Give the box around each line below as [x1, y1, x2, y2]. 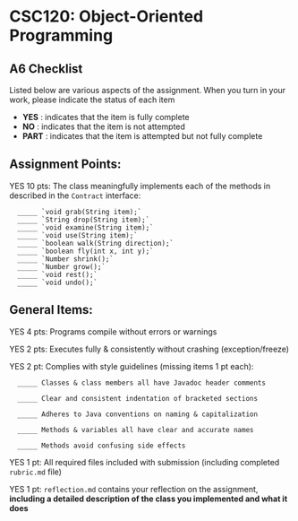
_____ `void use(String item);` [17, 230, 139, 239]
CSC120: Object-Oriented [9, 6, 204, 27]
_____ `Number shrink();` [17, 254, 115, 264]
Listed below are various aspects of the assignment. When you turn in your [9, 85, 286, 95]
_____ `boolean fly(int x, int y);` [17, 247, 154, 256]
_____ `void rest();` [17, 270, 98, 279]
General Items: [9, 302, 94, 317]
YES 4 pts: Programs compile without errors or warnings [9, 326, 217, 337]
